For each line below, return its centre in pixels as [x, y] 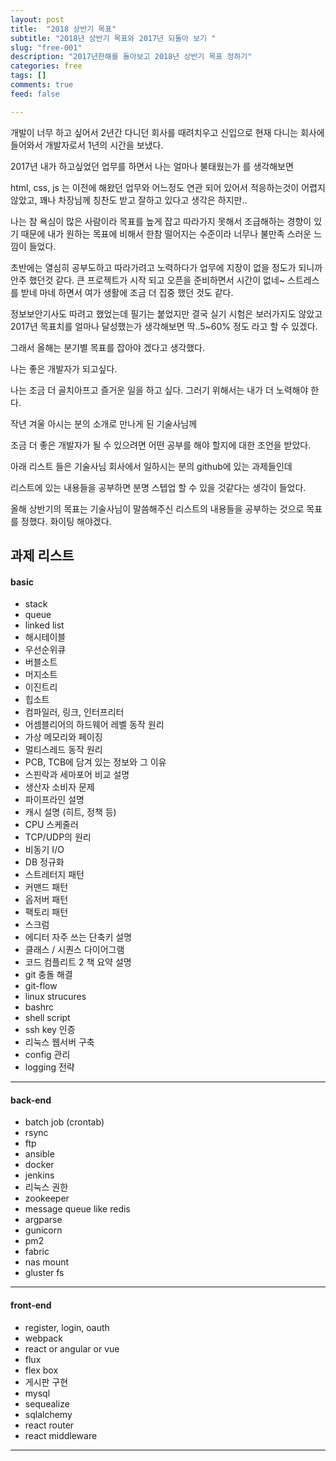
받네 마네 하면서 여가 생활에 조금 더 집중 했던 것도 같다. [127, 292]
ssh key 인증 [50, 1030]
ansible [39, 1154]
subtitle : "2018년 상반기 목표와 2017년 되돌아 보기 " [113, 38]
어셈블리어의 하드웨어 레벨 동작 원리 [94, 725]
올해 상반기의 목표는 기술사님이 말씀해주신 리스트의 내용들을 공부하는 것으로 [157, 508]
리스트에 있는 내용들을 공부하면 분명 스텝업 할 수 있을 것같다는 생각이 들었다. [158, 487]
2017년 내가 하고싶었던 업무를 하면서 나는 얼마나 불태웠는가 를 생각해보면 [152, 166]
